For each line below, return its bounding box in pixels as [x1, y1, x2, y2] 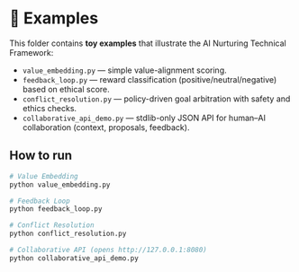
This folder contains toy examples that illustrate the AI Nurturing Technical [9, 38, 286, 48]
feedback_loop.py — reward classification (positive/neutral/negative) [22, 74, 277, 84]
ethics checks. [22, 102, 77, 113]
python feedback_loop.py [9, 205, 103, 214]
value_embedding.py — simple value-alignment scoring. [22, 65, 227, 75]
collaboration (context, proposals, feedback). [22, 121, 190, 133]
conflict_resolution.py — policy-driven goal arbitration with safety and [22, 93, 291, 104]
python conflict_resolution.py [9, 229, 127, 239]
